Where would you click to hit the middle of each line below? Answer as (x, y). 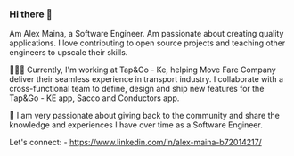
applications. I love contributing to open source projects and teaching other (147, 43)
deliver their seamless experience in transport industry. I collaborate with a (146, 79)
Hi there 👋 (31, 14)
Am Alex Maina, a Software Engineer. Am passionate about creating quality (147, 34)
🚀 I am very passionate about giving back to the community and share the (145, 116)
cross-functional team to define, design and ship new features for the (137, 89)
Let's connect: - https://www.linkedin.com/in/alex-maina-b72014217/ (136, 143)
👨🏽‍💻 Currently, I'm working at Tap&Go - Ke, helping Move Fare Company (143, 70)
